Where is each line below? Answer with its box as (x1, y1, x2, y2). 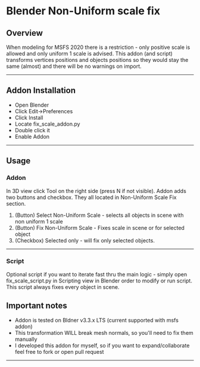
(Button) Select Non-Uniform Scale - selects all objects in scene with (14, 212, 184, 219)
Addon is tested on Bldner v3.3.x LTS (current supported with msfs (14, 316, 179, 324)
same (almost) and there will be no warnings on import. (6, 63, 142, 70)
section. (6, 200, 26, 207)
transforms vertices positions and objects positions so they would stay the (6, 57, 189, 63)
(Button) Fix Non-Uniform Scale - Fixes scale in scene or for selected (14, 224, 185, 231)
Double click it (14, 126, 51, 133)
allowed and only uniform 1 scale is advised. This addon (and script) (6, 50, 173, 57)
